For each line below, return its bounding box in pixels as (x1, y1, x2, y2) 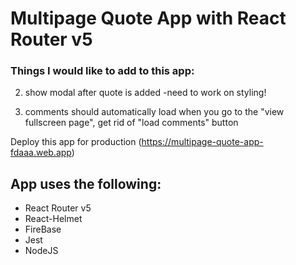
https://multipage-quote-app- (141, 136, 264, 148)
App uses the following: (10, 175, 162, 192)
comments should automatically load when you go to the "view (24, 106, 285, 118)
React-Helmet (24, 213, 83, 225)
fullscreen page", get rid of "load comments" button (24, 117, 239, 129)
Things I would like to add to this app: (10, 64, 195, 78)
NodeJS (24, 245, 59, 257)
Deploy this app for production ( (10, 136, 142, 148)
